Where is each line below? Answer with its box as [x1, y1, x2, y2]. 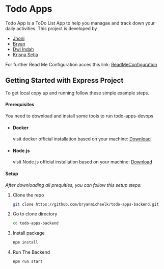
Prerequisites [5, 102, 35, 108]
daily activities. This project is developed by [5, 25, 97, 31]
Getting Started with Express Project [5, 76, 124, 85]
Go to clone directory [12, 211, 58, 217]
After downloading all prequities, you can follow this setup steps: [5, 182, 142, 188]
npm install [12, 240, 38, 245]
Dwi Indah [12, 46, 34, 52]
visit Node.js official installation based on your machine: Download [12, 159, 152, 165]
